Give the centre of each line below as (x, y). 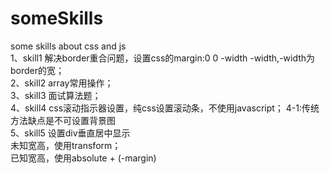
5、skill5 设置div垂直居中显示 (70, 133)
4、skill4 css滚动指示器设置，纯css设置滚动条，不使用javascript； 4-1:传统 (165, 108)
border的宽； (37, 70)
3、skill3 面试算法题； (56, 95)
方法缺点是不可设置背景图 (63, 120)
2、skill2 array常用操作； (62, 83)
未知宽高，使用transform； (66, 145)
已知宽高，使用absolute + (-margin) (83, 158)
